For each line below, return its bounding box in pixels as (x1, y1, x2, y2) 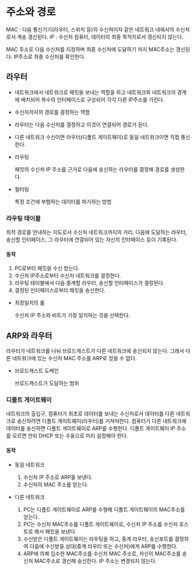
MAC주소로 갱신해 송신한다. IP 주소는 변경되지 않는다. (34, 557, 157, 564)
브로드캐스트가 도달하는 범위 (14, 380, 80, 387)
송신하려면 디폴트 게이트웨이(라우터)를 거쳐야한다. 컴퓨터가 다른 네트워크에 (16, 418, 187, 425)
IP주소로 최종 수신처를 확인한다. (13, 53, 86, 60)
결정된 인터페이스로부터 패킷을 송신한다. (14, 287, 106, 294)
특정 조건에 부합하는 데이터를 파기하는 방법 (14, 198, 112, 205)
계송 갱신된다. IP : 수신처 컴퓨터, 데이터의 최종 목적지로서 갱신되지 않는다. (16, 33, 184, 40)
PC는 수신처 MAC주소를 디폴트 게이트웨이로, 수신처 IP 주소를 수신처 (23, 521, 178, 528)
